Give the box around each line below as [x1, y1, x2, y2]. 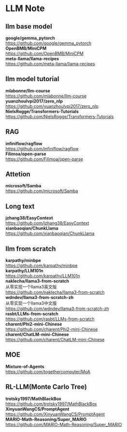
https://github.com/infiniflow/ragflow [5, 146, 79, 151]
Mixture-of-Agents [5, 364, 45, 369]
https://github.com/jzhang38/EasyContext [5, 220, 89, 226]
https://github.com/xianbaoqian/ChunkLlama [5, 231, 95, 236]
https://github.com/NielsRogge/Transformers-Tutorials [5, 114, 114, 119]
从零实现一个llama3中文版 [5, 300, 57, 306]
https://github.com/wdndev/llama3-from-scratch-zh [5, 306, 109, 312]
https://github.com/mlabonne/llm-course [5, 93, 87, 99]
